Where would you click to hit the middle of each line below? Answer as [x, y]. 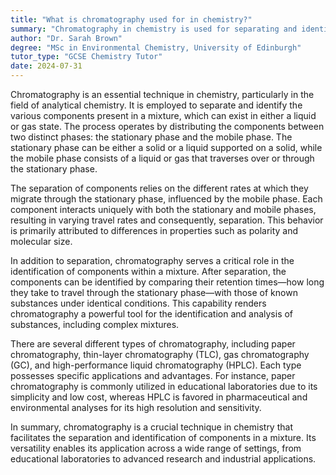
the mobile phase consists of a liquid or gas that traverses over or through [162, 158]
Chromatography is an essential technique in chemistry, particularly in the [162, 94]
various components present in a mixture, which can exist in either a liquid [163, 115]
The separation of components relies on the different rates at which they [159, 188]
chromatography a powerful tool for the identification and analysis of [152, 314]
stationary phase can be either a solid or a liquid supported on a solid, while [166, 147]
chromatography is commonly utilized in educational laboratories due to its [164, 386]
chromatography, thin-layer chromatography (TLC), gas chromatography [160, 354]
